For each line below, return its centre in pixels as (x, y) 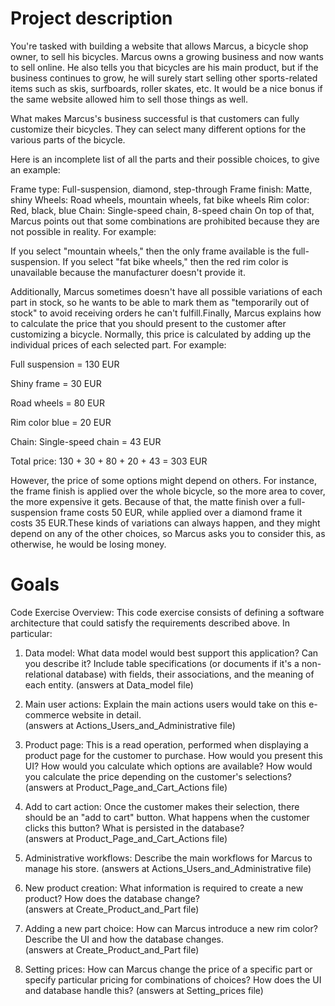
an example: (35, 169)
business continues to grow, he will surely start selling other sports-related (164, 78)
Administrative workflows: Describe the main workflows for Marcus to (168, 858)
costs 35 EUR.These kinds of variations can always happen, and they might (165, 523)
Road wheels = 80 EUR (57, 403)
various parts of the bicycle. (68, 139)
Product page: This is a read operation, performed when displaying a (166, 744)
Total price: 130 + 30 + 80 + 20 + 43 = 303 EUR (109, 461)
